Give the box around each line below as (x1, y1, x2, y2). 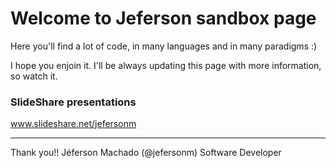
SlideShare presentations (10, 95, 137, 109)
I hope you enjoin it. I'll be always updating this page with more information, (10, 59, 322, 71)
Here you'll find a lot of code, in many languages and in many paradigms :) (10, 40, 318, 52)
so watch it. (10, 70, 58, 82)
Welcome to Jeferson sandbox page (10, 7, 317, 30)
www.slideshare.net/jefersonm (10, 118, 137, 130)
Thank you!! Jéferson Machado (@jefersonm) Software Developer (10, 147, 282, 159)
